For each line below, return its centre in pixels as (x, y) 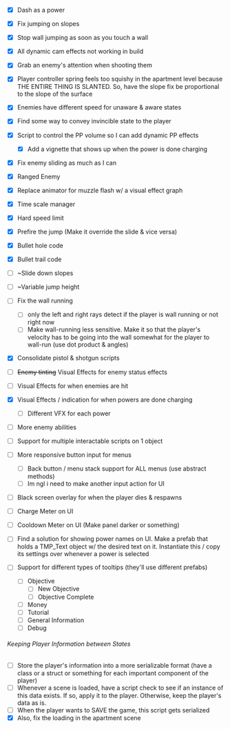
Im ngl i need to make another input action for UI (96, 484)
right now (41, 322)
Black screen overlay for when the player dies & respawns (100, 497)
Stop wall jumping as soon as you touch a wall (83, 38)
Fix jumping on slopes (48, 24)
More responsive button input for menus (74, 455)
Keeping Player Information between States (69, 644)
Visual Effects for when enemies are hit (73, 386)
